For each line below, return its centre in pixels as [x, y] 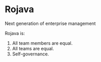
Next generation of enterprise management [50, 23]
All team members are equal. [42, 43]
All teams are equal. [33, 48]
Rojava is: [15, 33]
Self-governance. [31, 54]
